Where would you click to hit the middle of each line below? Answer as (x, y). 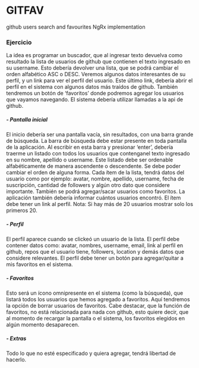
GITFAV (25, 10)
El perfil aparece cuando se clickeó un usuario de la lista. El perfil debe (93, 239)
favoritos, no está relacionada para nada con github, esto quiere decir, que (97, 312)
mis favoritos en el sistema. (40, 264)
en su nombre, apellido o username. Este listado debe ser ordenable (90, 160)
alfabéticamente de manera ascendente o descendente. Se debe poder (94, 166)
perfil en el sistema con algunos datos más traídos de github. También (92, 87)
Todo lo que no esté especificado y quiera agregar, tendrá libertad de (91, 353)
